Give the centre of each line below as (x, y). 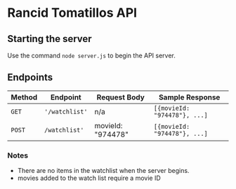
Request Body (121, 97)
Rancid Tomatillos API (72, 13)
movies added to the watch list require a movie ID (89, 178)
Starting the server (50, 39)
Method (24, 97)
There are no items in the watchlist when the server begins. (103, 171)
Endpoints (30, 77)
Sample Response (189, 97)
